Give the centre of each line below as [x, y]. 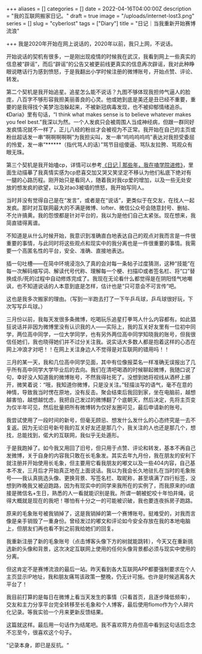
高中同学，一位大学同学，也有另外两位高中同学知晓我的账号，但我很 [111, 334]
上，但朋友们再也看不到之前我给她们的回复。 [62, 528]
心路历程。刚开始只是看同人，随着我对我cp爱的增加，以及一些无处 [104, 180]
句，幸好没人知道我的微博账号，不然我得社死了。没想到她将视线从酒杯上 [96, 377]
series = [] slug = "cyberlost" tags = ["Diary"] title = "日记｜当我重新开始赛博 [101, 23]
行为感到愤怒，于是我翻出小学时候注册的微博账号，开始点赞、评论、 [111, 71]
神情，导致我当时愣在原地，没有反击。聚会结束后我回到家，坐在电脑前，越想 [101, 392]
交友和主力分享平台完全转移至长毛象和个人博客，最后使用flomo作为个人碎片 [100, 604]
